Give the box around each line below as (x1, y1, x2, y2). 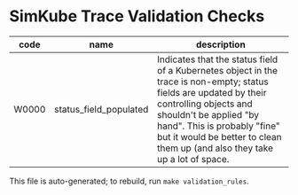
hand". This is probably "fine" (156, 120, 280, 132)
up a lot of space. (156, 152, 230, 165)
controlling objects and (156, 97, 253, 110)
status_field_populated (54, 103, 149, 115)
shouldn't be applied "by (156, 108, 260, 121)
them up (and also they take (156, 142, 273, 154)
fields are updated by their (156, 86, 267, 98)
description (195, 38, 246, 51)
